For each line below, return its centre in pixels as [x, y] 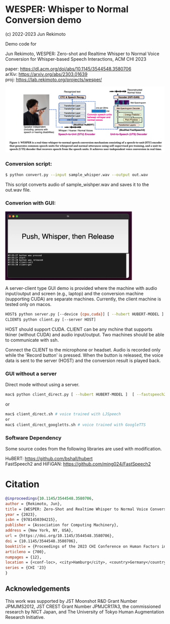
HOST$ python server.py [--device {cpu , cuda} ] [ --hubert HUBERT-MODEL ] [85, 315]
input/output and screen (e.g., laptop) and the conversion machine [74, 294]
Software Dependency [33, 437]
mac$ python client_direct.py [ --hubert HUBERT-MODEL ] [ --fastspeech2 [86, 395]
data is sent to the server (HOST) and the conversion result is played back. [83, 361]
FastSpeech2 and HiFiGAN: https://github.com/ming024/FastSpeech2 [78, 464]
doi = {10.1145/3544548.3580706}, [42, 541]
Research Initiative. [25, 617]
